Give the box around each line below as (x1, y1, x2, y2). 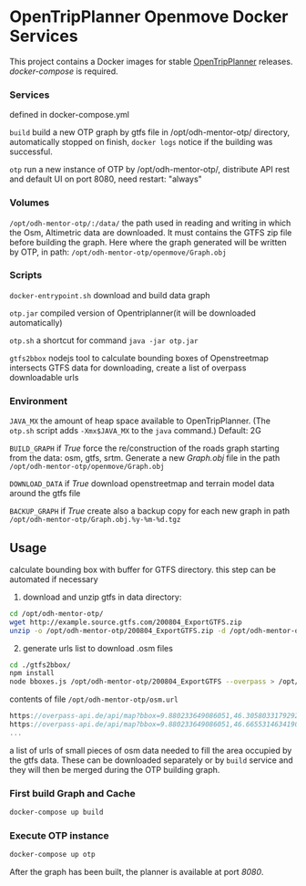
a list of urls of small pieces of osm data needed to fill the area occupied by (9, 745, 292, 756)
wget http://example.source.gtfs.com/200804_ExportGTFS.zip (9, 618, 243, 627)
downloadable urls (9, 371, 79, 382)
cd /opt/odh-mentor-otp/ (9, 609, 104, 618)
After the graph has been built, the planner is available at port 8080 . (9, 867, 264, 878)
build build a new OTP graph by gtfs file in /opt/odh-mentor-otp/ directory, (9, 127, 291, 138)
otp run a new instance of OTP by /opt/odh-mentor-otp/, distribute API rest (9, 164, 290, 175)
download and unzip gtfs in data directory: (22, 591, 182, 602)
